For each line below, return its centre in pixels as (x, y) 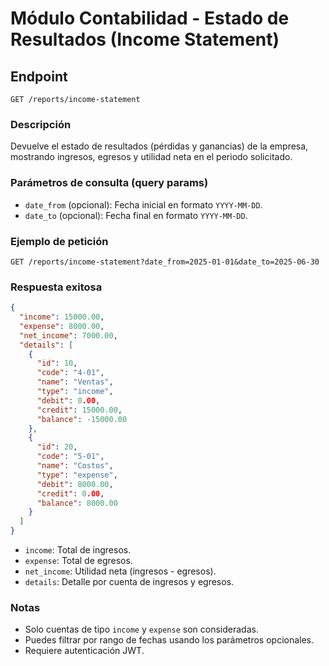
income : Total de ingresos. (78, 550)
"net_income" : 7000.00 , (68, 335)
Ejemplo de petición (59, 241)
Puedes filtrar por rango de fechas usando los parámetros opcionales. (169, 640)
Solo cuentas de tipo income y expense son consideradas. (141, 629)
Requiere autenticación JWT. (84, 651)
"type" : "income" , (75, 392)
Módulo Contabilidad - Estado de (150, 18)
